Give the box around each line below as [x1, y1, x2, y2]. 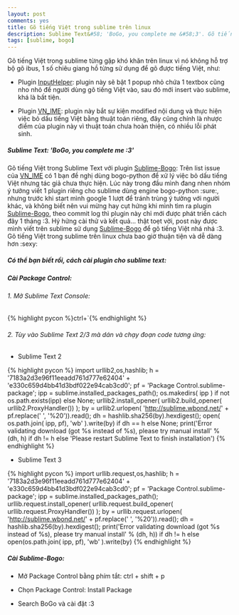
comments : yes [7, 17, 50, 24]
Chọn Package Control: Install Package [17, 586, 132, 594]
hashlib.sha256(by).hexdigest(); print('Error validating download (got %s [7, 522, 221, 531]
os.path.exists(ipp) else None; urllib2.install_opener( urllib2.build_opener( [7, 396, 222, 405]
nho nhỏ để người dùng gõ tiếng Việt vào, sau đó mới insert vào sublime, [17, 86, 231, 94]
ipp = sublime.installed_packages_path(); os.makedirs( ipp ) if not [38, 389, 230, 398]
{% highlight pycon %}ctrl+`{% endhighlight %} [7, 314, 147, 323]
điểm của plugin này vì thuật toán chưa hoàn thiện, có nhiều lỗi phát [17, 122, 217, 130]
